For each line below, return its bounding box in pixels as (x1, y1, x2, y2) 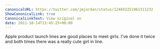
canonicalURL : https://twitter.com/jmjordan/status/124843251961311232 (5, 7, 153, 12)
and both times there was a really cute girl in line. (5, 39, 104, 45)
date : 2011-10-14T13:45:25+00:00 (5, 20, 73, 25)
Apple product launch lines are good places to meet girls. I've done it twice (5, 34, 156, 39)
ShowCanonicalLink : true (5, 12, 55, 16)
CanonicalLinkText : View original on (5, 16, 82, 21)
